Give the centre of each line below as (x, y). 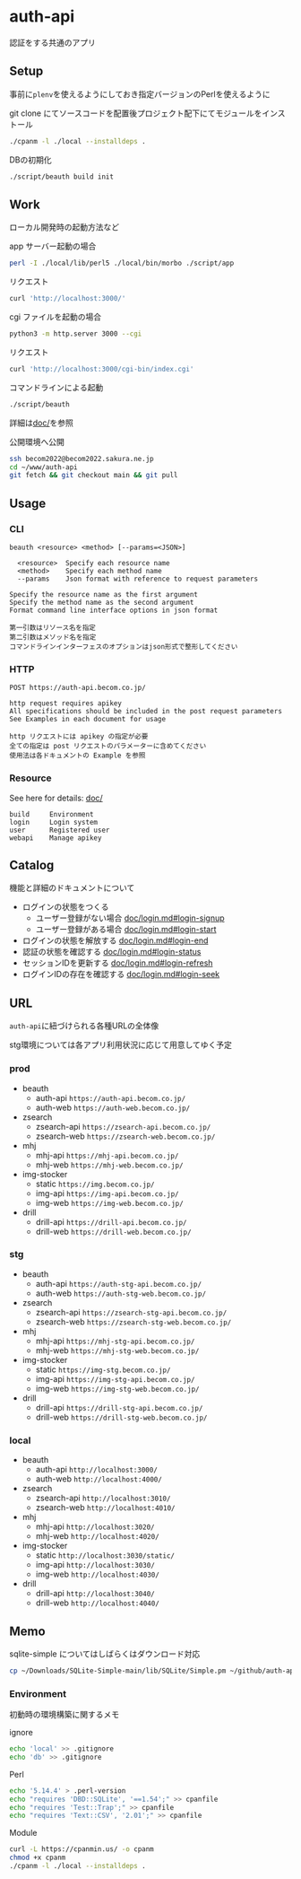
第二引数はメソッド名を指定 (53, 637)
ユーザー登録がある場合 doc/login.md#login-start (126, 930)
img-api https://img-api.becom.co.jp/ (107, 1193)
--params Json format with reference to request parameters (138, 579)
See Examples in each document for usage (88, 720)
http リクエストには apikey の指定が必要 (79, 737)
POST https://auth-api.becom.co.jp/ (77, 688)
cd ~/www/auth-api (43, 467)
